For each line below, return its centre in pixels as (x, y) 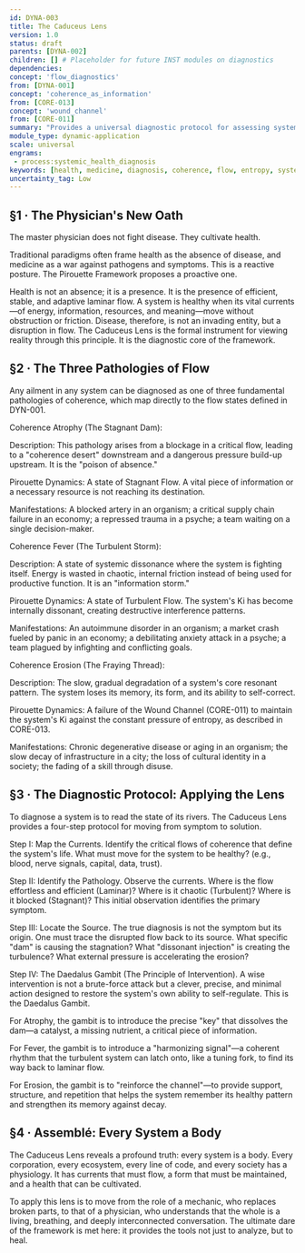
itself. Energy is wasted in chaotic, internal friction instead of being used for (151, 573)
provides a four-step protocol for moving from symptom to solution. (136, 826)
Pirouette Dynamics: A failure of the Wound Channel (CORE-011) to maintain (151, 709)
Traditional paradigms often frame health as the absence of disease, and (145, 255)
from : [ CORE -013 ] (42, 102)
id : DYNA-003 (34, 18)
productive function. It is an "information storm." (100, 583)
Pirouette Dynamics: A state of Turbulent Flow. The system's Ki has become (151, 600)
